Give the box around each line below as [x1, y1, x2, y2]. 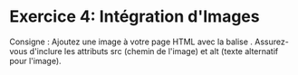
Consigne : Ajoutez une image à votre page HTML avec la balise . [9, 36, 254, 47]
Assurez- [255, 36, 290, 47]
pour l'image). [9, 55, 62, 66]
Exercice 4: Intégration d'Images [9, 6, 260, 27]
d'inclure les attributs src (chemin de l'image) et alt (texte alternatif [29, 45, 279, 56]
